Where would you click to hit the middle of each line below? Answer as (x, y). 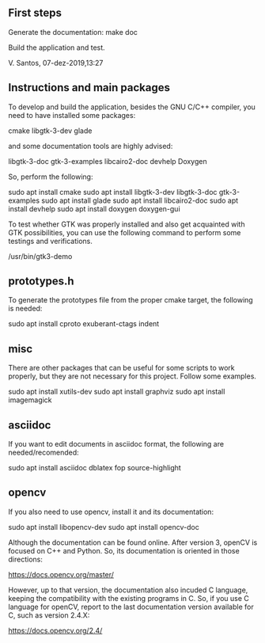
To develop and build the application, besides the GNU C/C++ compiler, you (132, 107)
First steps (35, 13)
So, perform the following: (51, 177)
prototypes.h (41, 282)
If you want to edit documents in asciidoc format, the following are (116, 444)
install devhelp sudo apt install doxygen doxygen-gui (94, 208)
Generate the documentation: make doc (73, 32)
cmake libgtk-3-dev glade (50, 131)
